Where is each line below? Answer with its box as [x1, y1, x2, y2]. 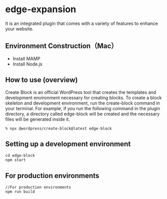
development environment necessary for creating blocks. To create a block [5, 94, 162, 101]
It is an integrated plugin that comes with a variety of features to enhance [5, 20, 158, 26]
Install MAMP [12, 55, 40, 61]
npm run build [5, 189, 35, 194]
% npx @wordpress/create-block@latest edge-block [5, 126, 112, 131]
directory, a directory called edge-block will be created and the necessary [5, 111, 160, 117]
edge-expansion [5, 4, 76, 15]
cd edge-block [5, 153, 35, 158]
